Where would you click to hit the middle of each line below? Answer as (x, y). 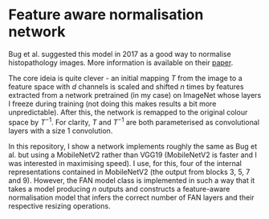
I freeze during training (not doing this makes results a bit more (112, 103)
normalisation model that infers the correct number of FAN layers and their (131, 197)
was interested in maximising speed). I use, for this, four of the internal (125, 163)
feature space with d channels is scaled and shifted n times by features (126, 87)
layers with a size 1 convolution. (61, 131)
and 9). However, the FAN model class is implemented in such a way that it (132, 180)
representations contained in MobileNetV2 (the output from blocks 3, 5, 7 (129, 172)
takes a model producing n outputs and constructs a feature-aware (119, 189)
